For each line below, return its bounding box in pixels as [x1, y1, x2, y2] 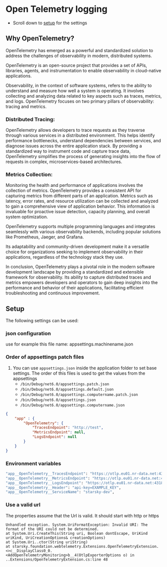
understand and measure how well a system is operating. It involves [5, 88, 144, 94]
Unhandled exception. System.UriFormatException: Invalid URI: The [5, 522, 148, 527]
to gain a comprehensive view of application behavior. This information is [5, 203, 155, 209]
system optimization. [5, 214, 49, 220]
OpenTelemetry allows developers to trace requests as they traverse [5, 127, 145, 133]
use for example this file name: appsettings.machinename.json [5, 341, 133, 347]
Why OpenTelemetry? [5, 34, 75, 43]
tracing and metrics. [5, 103, 47, 110]
